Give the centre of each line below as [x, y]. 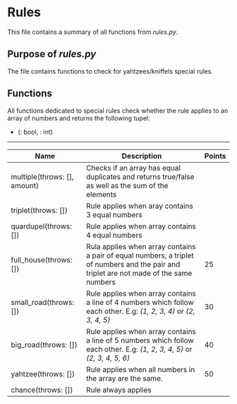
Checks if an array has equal [133, 168]
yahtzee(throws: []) [43, 374]
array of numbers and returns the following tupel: [79, 118]
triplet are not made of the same [139, 273]
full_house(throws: [42, 260]
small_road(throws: [43, 302]
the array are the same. [124, 378]
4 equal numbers [114, 235]
